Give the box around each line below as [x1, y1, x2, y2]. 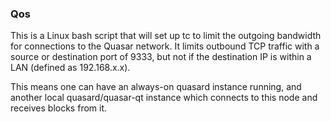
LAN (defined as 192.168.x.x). [10, 62, 131, 74]
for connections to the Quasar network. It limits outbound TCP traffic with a [10, 40, 320, 52]
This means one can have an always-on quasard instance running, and [10, 81, 302, 93]
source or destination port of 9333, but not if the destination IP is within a [10, 51, 312, 63]
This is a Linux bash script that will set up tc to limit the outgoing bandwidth [10, 30, 322, 42]
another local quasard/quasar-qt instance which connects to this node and [10, 92, 318, 104]
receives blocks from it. [10, 102, 108, 114]
